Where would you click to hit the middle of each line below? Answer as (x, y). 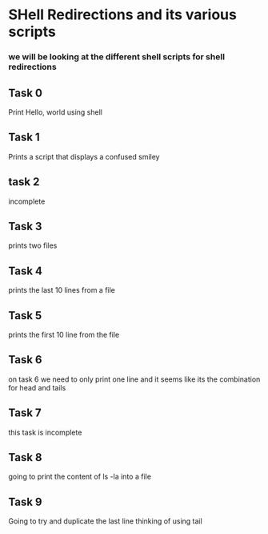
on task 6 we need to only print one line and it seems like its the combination (134, 379)
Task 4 (25, 271)
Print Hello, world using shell (55, 112)
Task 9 (25, 502)
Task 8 (25, 457)
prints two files (33, 245)
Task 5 (25, 316)
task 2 (24, 182)
